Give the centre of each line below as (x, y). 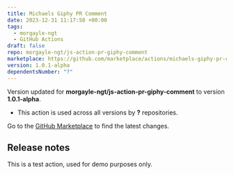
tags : (15, 26)
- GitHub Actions (39, 40)
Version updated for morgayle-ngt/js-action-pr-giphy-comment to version (116, 92)
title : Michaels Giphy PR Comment (57, 14)
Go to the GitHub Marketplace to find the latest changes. (88, 126)
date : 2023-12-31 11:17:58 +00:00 (57, 20)
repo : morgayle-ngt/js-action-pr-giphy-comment (78, 53)
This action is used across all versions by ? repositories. (97, 112)
